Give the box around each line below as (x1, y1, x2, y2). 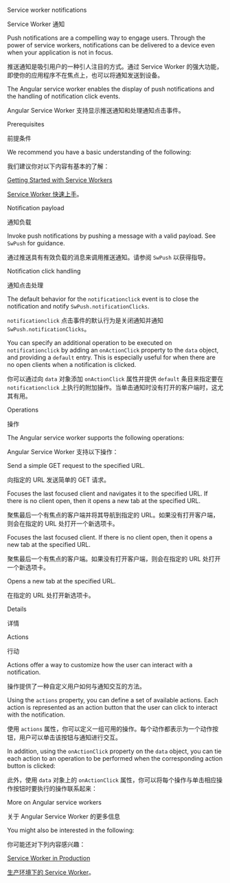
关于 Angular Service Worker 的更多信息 (7, 812, 120, 820)
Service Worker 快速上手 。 (7, 190, 83, 198)
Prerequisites (7, 120, 45, 128)
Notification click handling (7, 267, 81, 275)
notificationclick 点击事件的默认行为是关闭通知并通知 (7, 316, 163, 324)
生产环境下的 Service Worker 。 (7, 869, 95, 876)
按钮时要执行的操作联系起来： (12, 785, 97, 792)
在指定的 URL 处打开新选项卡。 (7, 591, 95, 599)
